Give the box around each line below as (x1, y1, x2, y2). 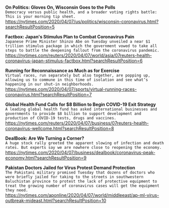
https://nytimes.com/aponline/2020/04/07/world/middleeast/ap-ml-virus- (5, 192, 159, 198)
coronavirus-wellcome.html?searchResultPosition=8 (5, 126, 114, 131)
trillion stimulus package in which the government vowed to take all (5, 44, 157, 49)
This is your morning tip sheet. (5, 14, 76, 19)
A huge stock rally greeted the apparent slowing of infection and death (5, 141, 164, 146)
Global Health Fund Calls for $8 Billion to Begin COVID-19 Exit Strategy (5, 101, 156, 107)
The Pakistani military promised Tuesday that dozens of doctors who (5, 170, 155, 175)
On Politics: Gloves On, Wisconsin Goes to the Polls (5, 5, 115, 10)
